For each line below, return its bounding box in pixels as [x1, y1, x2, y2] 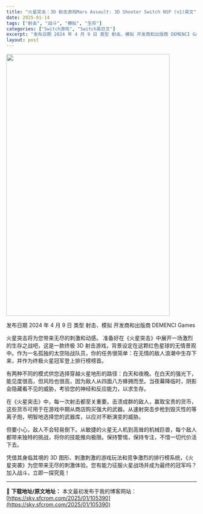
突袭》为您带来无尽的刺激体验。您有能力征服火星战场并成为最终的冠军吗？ [11, 461, 197, 469]
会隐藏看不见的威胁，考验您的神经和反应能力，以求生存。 [6, 385, 149, 392]
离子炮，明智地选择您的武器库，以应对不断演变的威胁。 [6, 413, 144, 420]
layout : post [6, 37, 39, 43]
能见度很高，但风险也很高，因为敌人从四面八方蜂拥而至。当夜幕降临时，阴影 [6, 378, 197, 384]
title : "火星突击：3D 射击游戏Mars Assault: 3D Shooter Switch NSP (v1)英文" [6, 8, 197, 15]
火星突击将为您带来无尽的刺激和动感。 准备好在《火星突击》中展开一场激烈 [6, 334, 193, 341]
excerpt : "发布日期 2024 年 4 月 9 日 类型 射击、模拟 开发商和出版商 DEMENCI [6, 31, 190, 38]
